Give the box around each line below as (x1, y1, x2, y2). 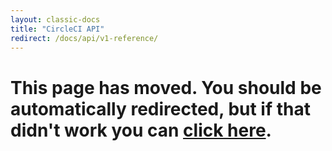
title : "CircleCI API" (10, 24, 105, 34)
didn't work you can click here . (10, 119, 272, 141)
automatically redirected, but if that (10, 97, 311, 120)
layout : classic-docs (10, 14, 101, 25)
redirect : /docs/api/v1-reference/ (10, 33, 159, 43)
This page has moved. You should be (10, 76, 322, 99)
